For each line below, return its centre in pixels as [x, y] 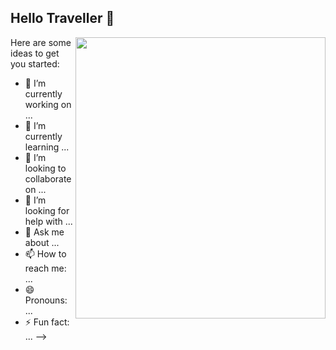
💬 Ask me [44, 232]
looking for [47, 210]
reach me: [45, 268]
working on [48, 104]
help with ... [48, 221]
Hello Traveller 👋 [62, 18]
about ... [42, 242]
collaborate [48, 178]
